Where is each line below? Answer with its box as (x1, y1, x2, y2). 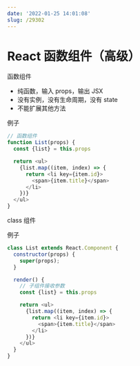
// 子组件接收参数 (19, 283, 66, 289)
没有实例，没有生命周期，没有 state (17, 96, 119, 104)
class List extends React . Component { (7, 245, 119, 252)
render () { (13, 276, 45, 283)
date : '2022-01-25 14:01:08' (7, 10, 91, 17)
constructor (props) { (13, 251, 76, 258)
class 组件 (7, 216, 36, 225)
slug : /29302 (7, 17, 45, 23)
